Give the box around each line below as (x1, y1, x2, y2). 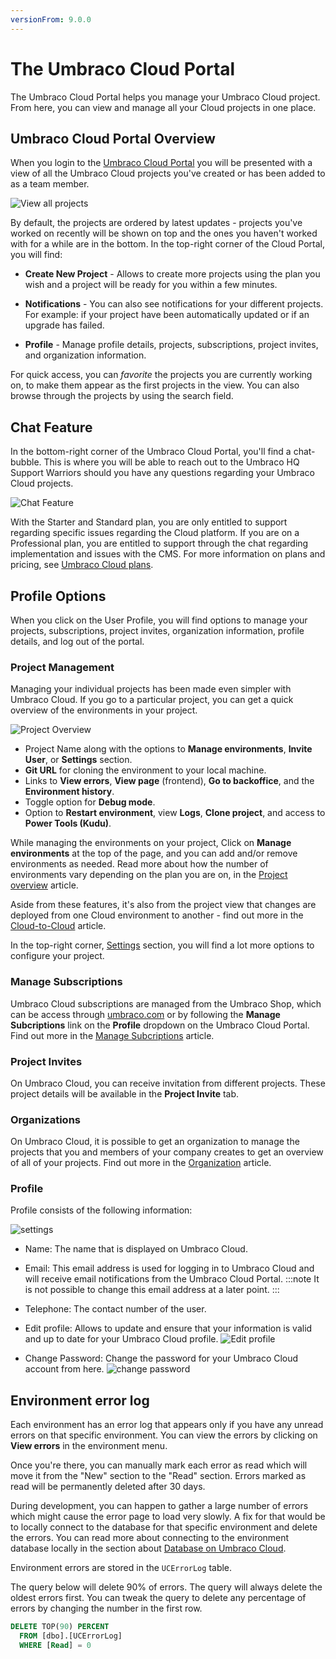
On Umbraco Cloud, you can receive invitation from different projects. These (10, 1077, 326, 1089)
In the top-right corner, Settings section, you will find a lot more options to (10, 939, 315, 951)
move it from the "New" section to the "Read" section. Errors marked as (10, 1470, 307, 1482)
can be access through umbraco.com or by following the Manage (10, 1008, 281, 1020)
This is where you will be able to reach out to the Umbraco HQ (43, 456, 300, 468)
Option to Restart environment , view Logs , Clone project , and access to (24, 807, 326, 819)
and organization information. (24, 349, 147, 361)
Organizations (10, 1112, 81, 1126)
